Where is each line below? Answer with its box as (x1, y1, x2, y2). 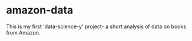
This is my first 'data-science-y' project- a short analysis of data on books (6, 23, 187, 30)
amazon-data (6, 4, 74, 17)
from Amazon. (6, 29, 41, 36)
